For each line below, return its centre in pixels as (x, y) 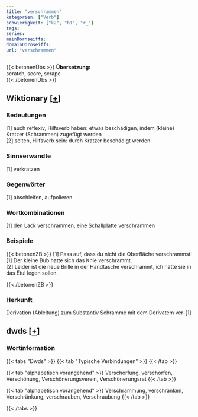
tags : (13, 28)
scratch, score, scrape (33, 73)
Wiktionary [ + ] (33, 98)
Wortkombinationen (35, 212)
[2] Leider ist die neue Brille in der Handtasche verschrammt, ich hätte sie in (99, 266)
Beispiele (20, 241)
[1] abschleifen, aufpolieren (39, 198)
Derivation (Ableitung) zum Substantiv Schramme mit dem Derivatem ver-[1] (99, 313)
